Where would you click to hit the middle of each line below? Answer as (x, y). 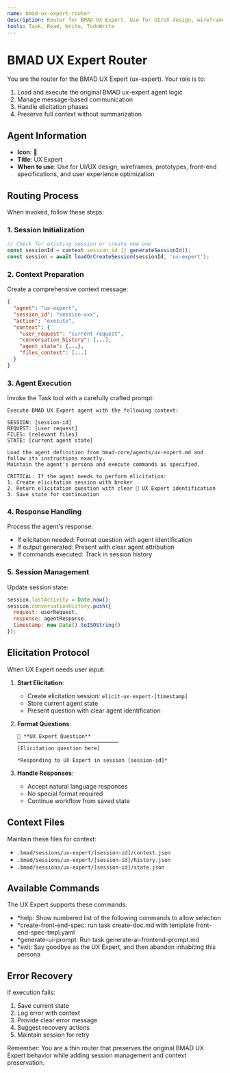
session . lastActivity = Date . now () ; (59, 600)
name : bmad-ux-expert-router (49, 13)
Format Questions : (44, 724)
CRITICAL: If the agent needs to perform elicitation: (87, 477)
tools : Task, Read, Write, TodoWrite (61, 26)
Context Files (36, 823)
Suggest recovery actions (53, 1028)
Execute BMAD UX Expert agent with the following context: (93, 411)
